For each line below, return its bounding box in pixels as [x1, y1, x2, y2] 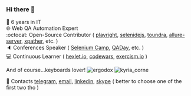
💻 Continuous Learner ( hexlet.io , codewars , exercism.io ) [6, 53, 147, 60]
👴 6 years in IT [6, 19, 41, 26]
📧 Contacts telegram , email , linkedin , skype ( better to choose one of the [6, 78, 182, 85]
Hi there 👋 [6, 5, 35, 13]
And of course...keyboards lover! [6, 67, 86, 74]
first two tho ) [6, 84, 39, 91]
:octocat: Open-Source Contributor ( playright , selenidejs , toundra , [6, 32, 168, 39]
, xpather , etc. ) [21, 37, 58, 44]
